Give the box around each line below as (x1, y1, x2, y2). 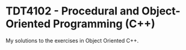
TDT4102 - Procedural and (5, 4, 140, 18)
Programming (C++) (52, 17, 156, 31)
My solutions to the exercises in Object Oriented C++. (5, 37, 139, 44)
